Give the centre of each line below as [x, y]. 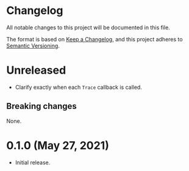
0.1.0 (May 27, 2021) [58, 145]
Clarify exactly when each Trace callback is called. [78, 87]
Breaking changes [42, 106]
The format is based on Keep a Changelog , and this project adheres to [94, 39]
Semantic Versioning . [33, 46]
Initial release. [33, 162]
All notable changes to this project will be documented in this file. [88, 27]
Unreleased [36, 70]
